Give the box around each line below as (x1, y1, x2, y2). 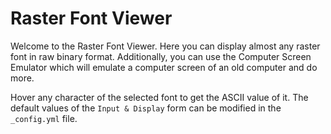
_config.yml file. (10, 112, 78, 124)
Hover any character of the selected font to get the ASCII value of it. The (10, 91, 309, 103)
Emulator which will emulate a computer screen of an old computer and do (10, 61, 318, 73)
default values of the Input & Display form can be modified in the (10, 102, 282, 114)
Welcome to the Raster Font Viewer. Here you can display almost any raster (10, 40, 321, 52)
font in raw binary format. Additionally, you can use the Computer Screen (10, 50, 312, 62)
